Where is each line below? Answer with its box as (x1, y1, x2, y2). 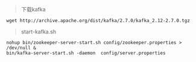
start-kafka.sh (21, 28, 56, 35)
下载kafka (21, 6, 46, 13)
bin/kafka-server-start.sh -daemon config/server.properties (6, 50, 166, 56)
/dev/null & (6, 45, 36, 51)
